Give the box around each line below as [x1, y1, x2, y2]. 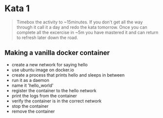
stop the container [11, 103, 49, 109]
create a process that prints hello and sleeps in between [11, 72, 125, 78]
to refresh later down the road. [16, 35, 79, 40]
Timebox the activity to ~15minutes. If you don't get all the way [16, 19, 143, 25]
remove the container [11, 108, 55, 114]
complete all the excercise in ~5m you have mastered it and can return [16, 29, 159, 35]
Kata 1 [4, 3, 30, 14]
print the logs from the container [11, 93, 77, 98]
